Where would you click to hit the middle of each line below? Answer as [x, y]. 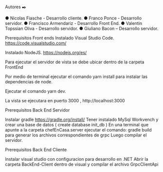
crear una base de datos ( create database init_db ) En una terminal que [77, 125]
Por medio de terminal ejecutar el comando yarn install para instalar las [76, 76]
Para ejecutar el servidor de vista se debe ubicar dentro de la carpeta [75, 62]
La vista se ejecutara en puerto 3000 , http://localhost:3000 [65, 101]
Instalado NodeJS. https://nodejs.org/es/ [46, 52]
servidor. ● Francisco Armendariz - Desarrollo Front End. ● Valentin [74, 23]
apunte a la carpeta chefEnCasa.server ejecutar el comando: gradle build [78, 130]
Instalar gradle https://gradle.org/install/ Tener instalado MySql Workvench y [82, 119]
